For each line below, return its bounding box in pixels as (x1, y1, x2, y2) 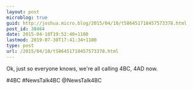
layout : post (6, 8, 40, 15)
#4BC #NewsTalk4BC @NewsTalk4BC (6, 76, 102, 84)
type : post (6, 43, 34, 49)
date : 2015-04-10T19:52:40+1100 (6, 31, 89, 38)
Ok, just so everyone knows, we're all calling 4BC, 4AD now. (6, 65, 158, 72)
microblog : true (6, 15, 48, 21)
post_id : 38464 (6, 25, 45, 32)
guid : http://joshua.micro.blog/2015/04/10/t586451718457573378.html (6, 20, 188, 26)
